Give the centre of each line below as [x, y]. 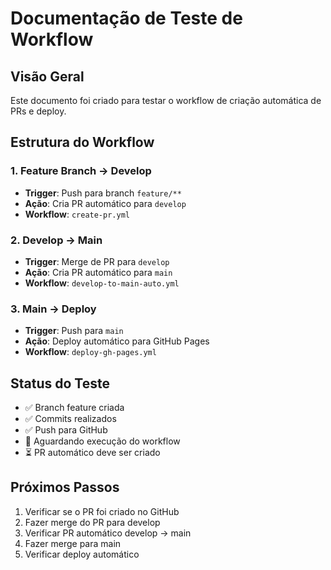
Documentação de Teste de [126, 18]
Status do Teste [60, 383]
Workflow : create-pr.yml [77, 214]
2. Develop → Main [56, 240]
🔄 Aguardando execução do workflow [102, 441]
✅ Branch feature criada [74, 408]
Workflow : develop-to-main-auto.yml [102, 283]
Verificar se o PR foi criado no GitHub [102, 511]
